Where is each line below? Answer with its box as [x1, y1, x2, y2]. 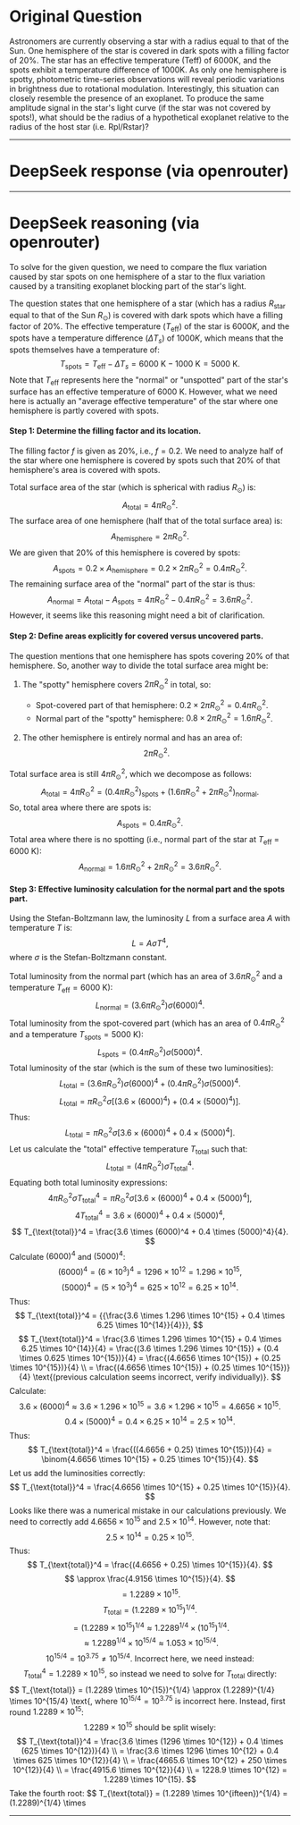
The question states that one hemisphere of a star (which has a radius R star [9, 298, 286, 310]
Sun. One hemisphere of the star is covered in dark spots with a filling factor [9, 45, 290, 55]
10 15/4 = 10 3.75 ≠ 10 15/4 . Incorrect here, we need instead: [46, 1652, 254, 1664]
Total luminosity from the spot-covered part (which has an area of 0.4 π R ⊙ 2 [9, 1016, 286, 1030]
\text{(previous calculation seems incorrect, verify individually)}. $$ [32, 1371, 281, 1382]
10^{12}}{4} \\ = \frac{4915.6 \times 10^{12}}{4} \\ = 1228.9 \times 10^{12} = [12, 1764, 287, 1775]
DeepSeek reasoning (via [9, 213, 200, 233]
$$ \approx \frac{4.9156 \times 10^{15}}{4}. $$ [63, 1574, 237, 1584]
